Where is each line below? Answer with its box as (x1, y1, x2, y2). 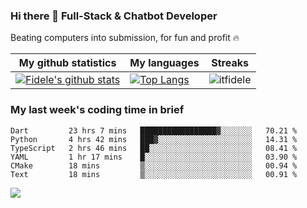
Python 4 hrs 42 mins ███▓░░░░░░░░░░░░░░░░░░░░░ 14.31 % (10, 134, 298, 144)
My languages (129, 56, 200, 70)
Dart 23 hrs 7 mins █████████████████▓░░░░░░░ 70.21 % (10, 125, 298, 136)
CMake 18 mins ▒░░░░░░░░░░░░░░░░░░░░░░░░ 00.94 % (10, 160, 298, 171)
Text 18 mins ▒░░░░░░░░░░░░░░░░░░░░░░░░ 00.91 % (10, 169, 298, 179)
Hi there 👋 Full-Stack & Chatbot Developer (10, 9, 218, 23)
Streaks (211, 56, 249, 70)
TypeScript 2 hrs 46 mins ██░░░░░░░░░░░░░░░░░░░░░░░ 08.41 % (10, 143, 298, 153)
